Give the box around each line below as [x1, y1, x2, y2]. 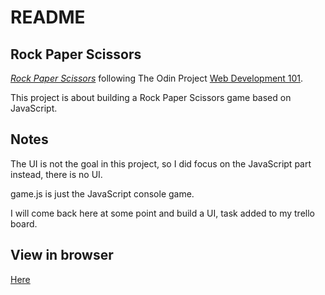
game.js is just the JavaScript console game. [10, 187, 195, 200]
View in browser [10, 247, 114, 264]
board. [10, 217, 38, 230]
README [10, 6, 86, 29]
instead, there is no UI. [10, 168, 103, 180]
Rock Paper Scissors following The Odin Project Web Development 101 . [10, 72, 304, 84]
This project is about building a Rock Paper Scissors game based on [10, 92, 292, 103]
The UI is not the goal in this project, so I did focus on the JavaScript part [10, 157, 312, 170]
